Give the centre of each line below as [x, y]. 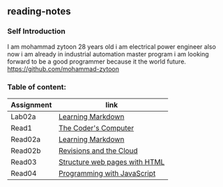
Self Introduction [37, 31]
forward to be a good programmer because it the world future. [97, 61]
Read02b [26, 151]
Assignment [31, 105]
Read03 [24, 162]
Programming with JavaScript [107, 173]
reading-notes [39, 12]
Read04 [24, 173]
